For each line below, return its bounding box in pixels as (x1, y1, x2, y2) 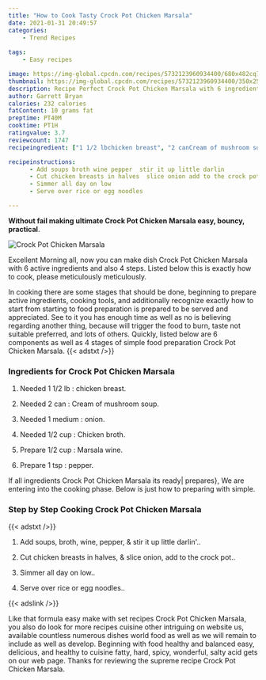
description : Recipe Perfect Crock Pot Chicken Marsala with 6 (8, 85, 222, 93)
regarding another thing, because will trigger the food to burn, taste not (8, 321, 241, 330)
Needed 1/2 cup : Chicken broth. (19, 430, 126, 439)
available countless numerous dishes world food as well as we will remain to (8, 631, 257, 640)
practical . (8, 224, 40, 234)
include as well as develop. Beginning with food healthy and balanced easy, (8, 639, 255, 649)
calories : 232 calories (8, 100, 87, 108)
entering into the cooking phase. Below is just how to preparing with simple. (8, 484, 256, 494)
